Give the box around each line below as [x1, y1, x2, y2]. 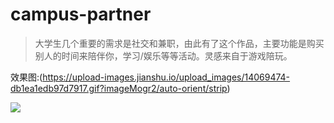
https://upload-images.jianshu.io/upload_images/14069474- [42, 71, 291, 83]
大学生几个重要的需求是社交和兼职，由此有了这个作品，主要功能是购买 [34, 37, 325, 49]
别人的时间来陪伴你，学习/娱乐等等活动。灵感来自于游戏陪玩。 [34, 49, 293, 62]
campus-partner [10, 3, 152, 26]
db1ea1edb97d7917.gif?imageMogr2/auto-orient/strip [10, 82, 228, 94]
